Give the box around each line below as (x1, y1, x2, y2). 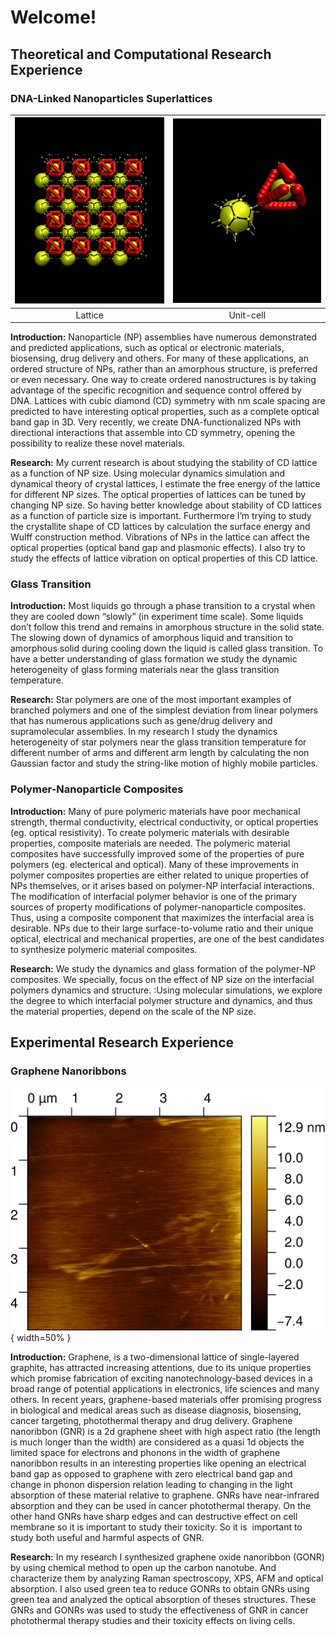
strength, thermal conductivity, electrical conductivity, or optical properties (10, 816, 319, 828)
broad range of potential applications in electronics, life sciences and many (10, 1383, 320, 1395)
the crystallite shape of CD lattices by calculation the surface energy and (10, 521, 311, 533)
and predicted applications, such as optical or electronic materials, (10, 342, 285, 354)
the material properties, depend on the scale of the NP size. (10, 1005, 257, 1017)
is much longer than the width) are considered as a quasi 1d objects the (10, 1436, 305, 1448)
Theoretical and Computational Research (10, 46, 272, 63)
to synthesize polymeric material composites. (10, 943, 198, 955)
